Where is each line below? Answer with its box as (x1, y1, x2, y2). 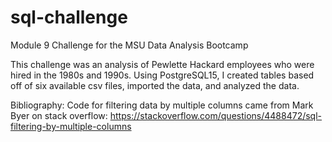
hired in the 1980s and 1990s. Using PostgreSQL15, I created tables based (10, 69, 315, 81)
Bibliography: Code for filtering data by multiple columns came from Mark (10, 99, 314, 111)
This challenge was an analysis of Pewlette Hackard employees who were (10, 58, 315, 70)
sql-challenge (10, 6, 128, 29)
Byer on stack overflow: (10, 109, 108, 121)
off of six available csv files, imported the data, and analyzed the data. (10, 79, 300, 91)
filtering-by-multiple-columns (10, 120, 132, 132)
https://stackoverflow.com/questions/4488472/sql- (109, 109, 323, 121)
